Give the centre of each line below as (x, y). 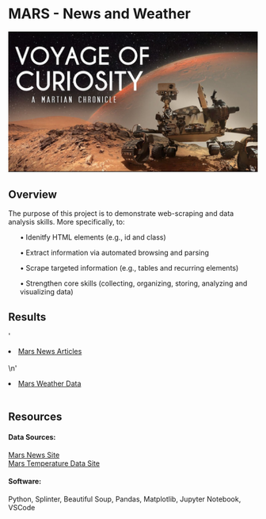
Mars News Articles (50, 352)
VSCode (22, 507)
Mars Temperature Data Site (54, 463)
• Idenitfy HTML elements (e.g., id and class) (93, 237)
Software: (25, 482)
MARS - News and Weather (100, 14)
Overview (33, 194)
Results (27, 317)
